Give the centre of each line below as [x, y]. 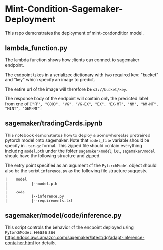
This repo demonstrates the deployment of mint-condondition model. [74, 33]
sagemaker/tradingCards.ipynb [54, 124]
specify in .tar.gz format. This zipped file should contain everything [73, 145]
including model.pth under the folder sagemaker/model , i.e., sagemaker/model [80, 151]
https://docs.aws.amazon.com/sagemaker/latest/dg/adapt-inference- [75, 238]
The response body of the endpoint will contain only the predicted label [77, 98]
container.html [19, 243]
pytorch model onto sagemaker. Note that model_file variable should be [77, 140]
